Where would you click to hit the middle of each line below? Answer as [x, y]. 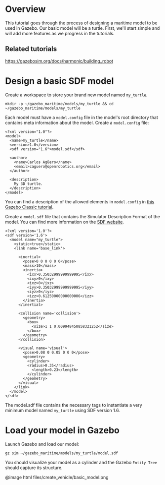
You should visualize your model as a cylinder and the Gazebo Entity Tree [81, 462]
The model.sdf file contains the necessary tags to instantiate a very [74, 405]
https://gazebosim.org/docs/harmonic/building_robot [59, 61]
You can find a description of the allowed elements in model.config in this [80, 201]
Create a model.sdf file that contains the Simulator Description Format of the [83, 216]
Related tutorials [31, 49]
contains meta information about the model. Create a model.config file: [77, 122]
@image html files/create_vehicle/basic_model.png [57, 477]
